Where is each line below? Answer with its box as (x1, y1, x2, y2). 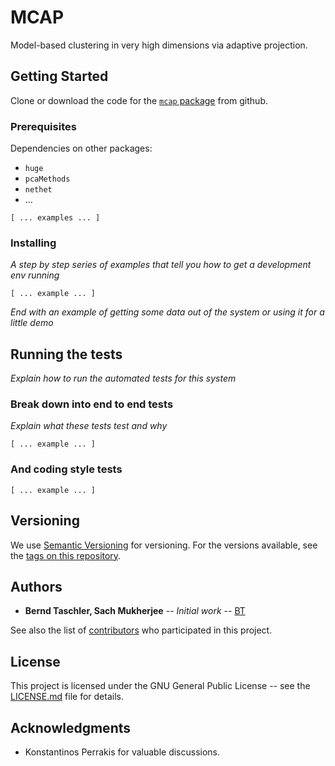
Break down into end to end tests (10, 397, 174, 411)
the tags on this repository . (10, 549, 122, 561)
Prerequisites (10, 119, 77, 133)
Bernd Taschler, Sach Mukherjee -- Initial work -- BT (24, 605, 246, 617)
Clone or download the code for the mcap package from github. (10, 94, 269, 106)
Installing (10, 236, 57, 250)
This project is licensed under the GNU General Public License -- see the (10, 680, 311, 692)
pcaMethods (24, 174, 71, 185)
